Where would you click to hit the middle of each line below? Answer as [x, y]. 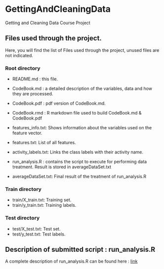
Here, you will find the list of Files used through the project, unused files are [82, 50]
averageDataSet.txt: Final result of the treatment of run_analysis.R [79, 177]
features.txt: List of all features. [44, 143]
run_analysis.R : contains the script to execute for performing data [80, 162]
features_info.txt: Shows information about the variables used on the [82, 128]
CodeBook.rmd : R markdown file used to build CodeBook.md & [77, 113]
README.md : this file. [35, 79]
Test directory [22, 218]
